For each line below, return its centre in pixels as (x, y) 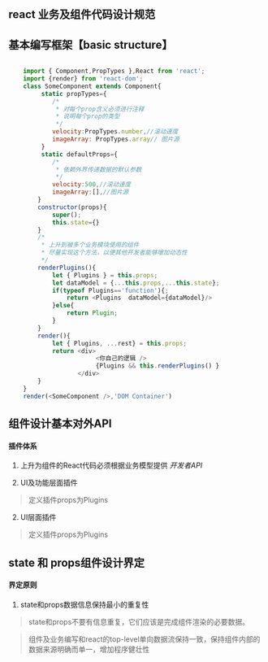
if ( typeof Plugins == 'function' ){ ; (110, 290)
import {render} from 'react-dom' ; (83, 79)
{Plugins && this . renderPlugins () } (158, 366)
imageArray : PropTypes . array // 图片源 (116, 139)
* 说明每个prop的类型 (88, 116)
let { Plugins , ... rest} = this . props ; (119, 343)
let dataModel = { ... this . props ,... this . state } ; (136, 283)
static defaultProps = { (79, 154)
